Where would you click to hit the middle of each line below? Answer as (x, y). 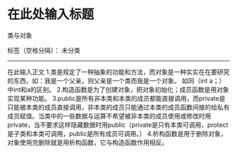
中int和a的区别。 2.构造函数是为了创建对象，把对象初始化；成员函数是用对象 (118, 90)
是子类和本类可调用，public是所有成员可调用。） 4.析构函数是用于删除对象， (117, 133)
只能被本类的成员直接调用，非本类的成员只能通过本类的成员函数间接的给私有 (119, 107)
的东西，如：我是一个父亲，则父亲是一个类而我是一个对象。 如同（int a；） (116, 80)
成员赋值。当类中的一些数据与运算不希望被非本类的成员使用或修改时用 (109, 116)
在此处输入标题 (51, 14)
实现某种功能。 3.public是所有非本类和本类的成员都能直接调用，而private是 (116, 98)
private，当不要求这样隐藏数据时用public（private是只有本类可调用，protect (118, 125)
